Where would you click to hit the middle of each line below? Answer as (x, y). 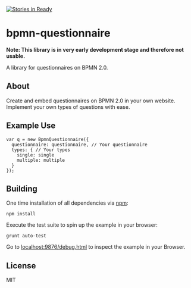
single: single (36, 155)
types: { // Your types (41, 150)
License (21, 266)
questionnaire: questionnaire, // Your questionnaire (79, 145)
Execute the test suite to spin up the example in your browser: (82, 225)
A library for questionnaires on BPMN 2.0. (57, 67)
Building (22, 188)
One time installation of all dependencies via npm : (68, 203)
